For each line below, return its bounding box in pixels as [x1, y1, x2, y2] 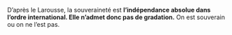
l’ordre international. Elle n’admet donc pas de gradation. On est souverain [7, 13, 225, 21]
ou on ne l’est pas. [7, 21, 60, 28]
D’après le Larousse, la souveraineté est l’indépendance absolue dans [7, 6, 211, 14]
